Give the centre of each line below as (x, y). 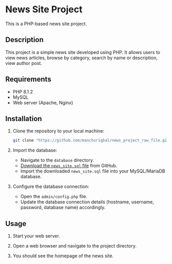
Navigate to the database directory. (57, 160)
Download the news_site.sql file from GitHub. (69, 166)
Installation (24, 118)
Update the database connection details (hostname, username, (87, 202)
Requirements (28, 79)
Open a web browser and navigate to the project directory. (75, 246)
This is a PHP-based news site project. (46, 24)
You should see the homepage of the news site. (63, 256)
